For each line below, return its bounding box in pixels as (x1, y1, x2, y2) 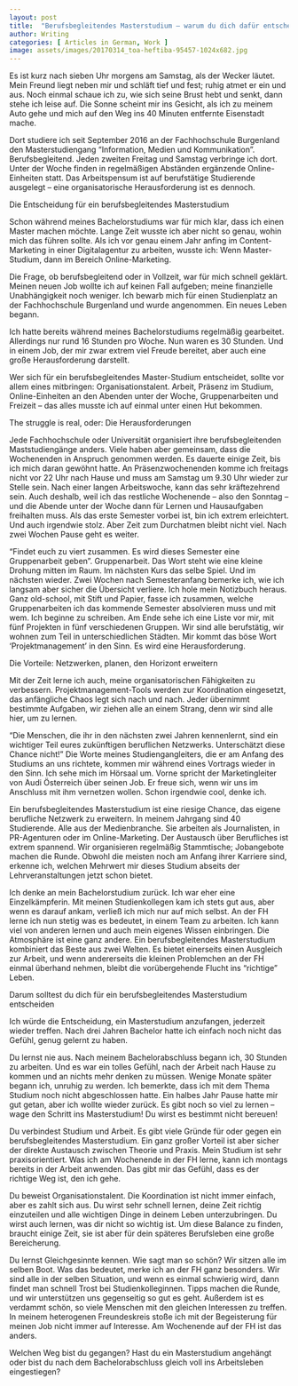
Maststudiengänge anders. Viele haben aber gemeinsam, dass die (9, 444, 251, 455)
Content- (239, 235, 272, 246)
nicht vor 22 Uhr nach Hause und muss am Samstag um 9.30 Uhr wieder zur (9, 473, 288, 483)
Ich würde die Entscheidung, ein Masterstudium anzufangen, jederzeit (9, 1016, 266, 1027)
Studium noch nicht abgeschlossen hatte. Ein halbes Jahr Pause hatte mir (9, 1090, 278, 1101)
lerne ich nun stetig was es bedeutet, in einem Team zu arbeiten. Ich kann (9, 916, 279, 927)
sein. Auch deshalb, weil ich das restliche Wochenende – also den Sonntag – (9, 491, 289, 502)
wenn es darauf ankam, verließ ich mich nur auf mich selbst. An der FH (9, 906, 269, 917)
